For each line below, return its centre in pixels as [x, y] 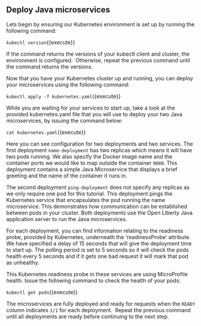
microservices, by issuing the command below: [64, 120]
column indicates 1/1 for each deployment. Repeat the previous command [98, 310]
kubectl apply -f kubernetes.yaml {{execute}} [64, 96]
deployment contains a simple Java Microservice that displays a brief [92, 169]
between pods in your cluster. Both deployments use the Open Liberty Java [100, 213]
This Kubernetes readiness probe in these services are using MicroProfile [97, 274]
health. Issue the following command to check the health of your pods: [94, 280]
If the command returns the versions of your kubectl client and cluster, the [98, 54]
